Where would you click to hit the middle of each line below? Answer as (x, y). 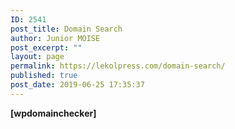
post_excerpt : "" (46, 47)
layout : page (37, 57)
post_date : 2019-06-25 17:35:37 (77, 85)
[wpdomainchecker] (53, 113)
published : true (44, 76)
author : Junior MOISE (55, 38)
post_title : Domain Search (66, 29)
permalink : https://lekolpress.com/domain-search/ (118, 66)
